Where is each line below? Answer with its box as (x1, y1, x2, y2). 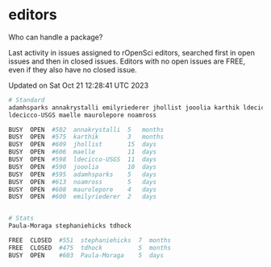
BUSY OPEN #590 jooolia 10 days (8, 162, 157, 170)
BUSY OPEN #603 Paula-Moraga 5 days (8, 251, 164, 259)
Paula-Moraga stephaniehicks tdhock (8, 222, 131, 230)
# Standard (8, 96, 45, 104)
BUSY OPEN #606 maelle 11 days (8, 148, 157, 156)
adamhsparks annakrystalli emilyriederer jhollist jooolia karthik (8, 103, 240, 112)
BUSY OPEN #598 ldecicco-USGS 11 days (8, 155, 157, 164)
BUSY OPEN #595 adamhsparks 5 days (8, 170, 157, 179)
